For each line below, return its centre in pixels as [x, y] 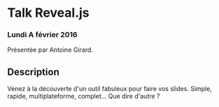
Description [33, 72]
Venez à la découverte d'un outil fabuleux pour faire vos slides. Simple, [109, 89]
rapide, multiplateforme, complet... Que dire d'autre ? [84, 97]
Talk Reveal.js [48, 13]
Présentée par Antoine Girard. [50, 50]
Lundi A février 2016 [43, 35]
